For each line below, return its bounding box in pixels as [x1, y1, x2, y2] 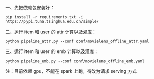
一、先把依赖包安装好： [5, 5, 55, 10]
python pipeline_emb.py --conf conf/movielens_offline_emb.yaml [5, 59, 145, 64]
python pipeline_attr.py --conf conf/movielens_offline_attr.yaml [5, 39, 149, 44]
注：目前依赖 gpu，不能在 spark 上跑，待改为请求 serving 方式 [5, 68, 137, 74]
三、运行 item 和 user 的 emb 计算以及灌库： [5, 48, 98, 55]
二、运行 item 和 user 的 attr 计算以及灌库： [5, 29, 97, 35]
